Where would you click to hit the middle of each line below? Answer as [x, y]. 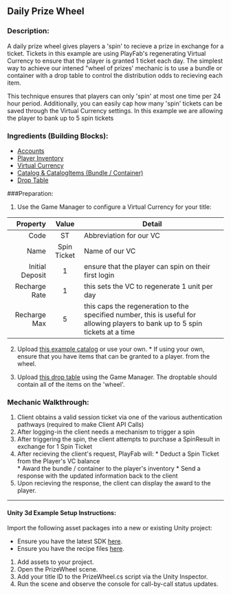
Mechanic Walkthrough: [48, 402]
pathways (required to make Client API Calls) [80, 425]
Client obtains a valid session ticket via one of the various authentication [120, 417]
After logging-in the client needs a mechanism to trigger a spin [106, 432]
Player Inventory [40, 158]
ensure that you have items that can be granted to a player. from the [113, 356]
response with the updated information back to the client [97, 476]
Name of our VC [110, 251]
